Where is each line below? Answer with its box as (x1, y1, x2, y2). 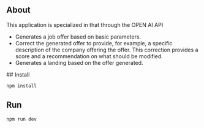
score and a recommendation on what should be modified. (15, 52, 164, 60)
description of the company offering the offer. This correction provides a (15, 46, 198, 53)
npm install (6, 83, 37, 89)
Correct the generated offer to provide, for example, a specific (15, 39, 173, 47)
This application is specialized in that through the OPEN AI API (6, 21, 164, 28)
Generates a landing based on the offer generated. (15, 59, 143, 66)
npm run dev (6, 116, 37, 122)
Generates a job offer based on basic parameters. (15, 33, 142, 40)
